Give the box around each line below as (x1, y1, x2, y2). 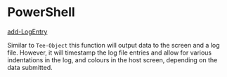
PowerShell (7, 4, 75, 20)
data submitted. (7, 63, 53, 71)
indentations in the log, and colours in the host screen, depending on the (7, 55, 218, 64)
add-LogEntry (7, 27, 48, 36)
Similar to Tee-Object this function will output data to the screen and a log (7, 41, 220, 49)
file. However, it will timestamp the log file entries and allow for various (7, 48, 212, 57)
